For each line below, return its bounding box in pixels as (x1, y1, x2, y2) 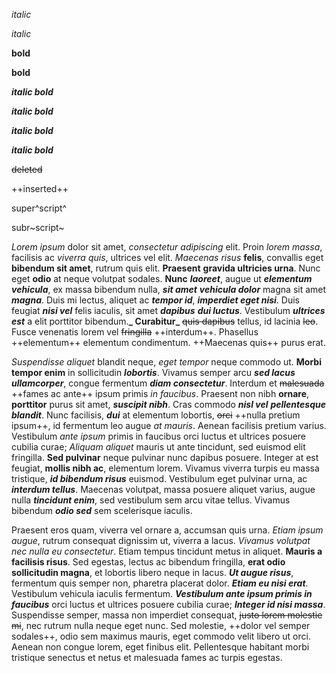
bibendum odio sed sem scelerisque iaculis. (11, 505, 193, 516)
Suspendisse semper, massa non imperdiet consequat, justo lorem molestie (11, 609, 323, 621)
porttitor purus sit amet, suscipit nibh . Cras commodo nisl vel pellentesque (11, 399, 326, 410)
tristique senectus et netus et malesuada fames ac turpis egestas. (11, 652, 283, 663)
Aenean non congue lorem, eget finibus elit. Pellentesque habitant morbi (11, 641, 310, 653)
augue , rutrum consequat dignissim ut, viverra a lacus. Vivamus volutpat (11, 535, 311, 546)
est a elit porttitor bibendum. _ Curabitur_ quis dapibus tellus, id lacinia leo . (11, 315, 319, 327)
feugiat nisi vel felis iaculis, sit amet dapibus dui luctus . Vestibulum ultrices (11, 305, 326, 316)
